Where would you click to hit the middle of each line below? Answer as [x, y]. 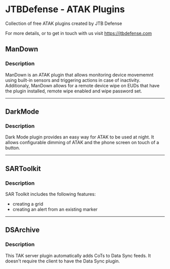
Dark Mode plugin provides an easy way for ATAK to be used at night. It [80, 137]
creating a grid [28, 204]
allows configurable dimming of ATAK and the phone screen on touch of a [82, 143]
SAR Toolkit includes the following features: [51, 194]
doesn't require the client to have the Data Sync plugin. [63, 261]
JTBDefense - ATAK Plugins [65, 9]
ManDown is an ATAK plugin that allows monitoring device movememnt [79, 75]
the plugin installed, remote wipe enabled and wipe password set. [74, 91]
